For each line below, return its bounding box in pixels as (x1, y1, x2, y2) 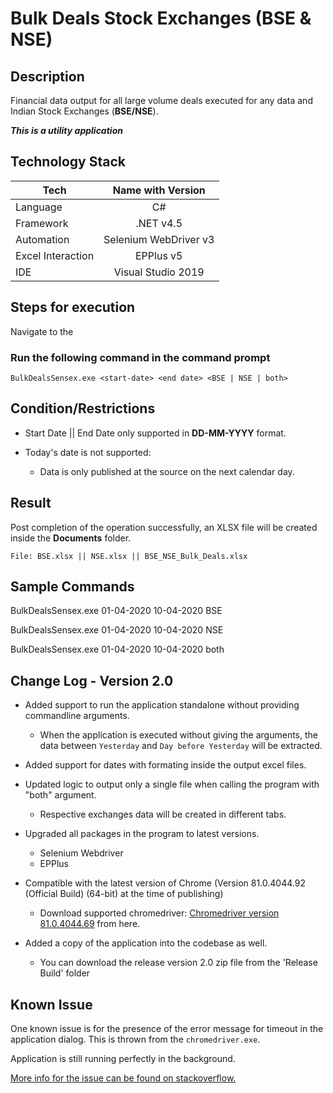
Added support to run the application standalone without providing (24, 699, 300, 711)
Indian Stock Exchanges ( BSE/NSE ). (10, 105, 159, 117)
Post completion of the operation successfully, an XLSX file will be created (10, 521, 318, 533)
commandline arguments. (24, 710, 130, 722)
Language (15, 200, 63, 214)
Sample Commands (10, 578, 135, 595)
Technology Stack (10, 153, 126, 171)
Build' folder (39, 967, 91, 979)
